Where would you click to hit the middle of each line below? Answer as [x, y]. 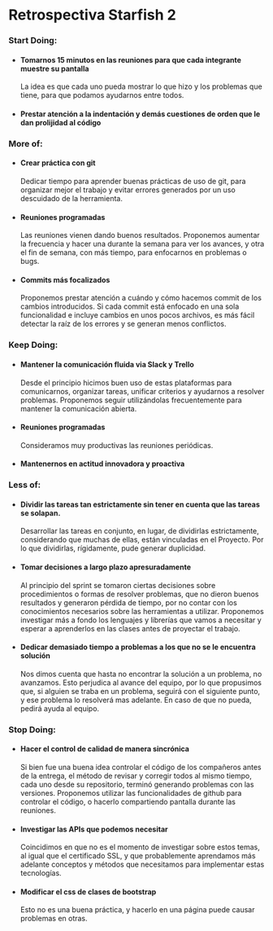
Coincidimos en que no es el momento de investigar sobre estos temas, [140, 847]
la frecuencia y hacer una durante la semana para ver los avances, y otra [142, 244]
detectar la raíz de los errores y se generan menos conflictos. [123, 324]
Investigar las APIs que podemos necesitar [94, 829]
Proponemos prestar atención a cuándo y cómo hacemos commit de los [141, 298]
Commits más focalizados [65, 279]
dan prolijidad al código [61, 122]
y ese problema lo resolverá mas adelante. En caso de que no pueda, [136, 700]
